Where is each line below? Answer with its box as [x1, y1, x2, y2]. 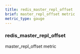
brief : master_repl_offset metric [5, 12, 76, 17]
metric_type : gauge [5, 16, 45, 21]
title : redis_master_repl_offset [5, 7, 73, 12]
